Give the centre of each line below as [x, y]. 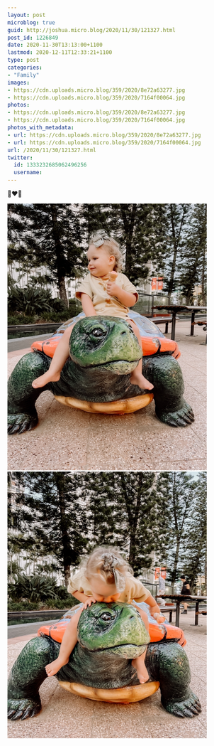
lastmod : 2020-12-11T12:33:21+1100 [60, 53]
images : [19, 82]
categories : [25, 68]
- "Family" [23, 75]
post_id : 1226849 [33, 38]
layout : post [27, 15]
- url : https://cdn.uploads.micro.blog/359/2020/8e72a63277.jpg [104, 135]
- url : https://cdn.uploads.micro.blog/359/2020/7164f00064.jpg [104, 142]
